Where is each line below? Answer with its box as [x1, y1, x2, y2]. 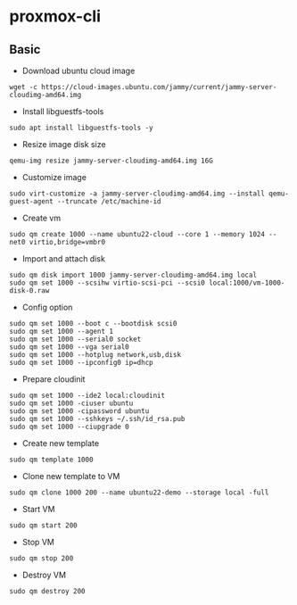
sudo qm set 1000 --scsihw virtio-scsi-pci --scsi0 [9, 278, 205, 287]
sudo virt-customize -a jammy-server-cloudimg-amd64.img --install [9, 189, 266, 198]
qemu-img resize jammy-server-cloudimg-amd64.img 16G [9, 156, 214, 165]
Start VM [21, 504, 55, 514]
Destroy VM [21, 569, 67, 580]
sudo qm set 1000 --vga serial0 [9, 343, 129, 352]
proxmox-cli [9, 6, 101, 27]
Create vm [21, 212, 61, 223]
